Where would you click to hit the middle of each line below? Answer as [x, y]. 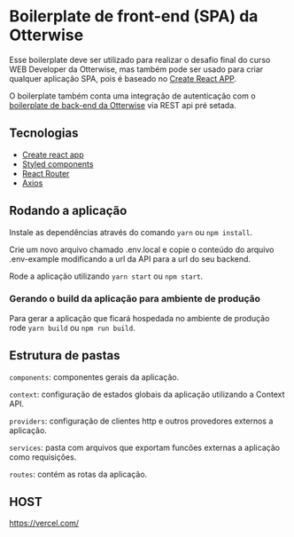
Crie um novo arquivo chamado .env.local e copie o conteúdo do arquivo [142, 249]
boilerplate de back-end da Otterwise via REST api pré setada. [123, 105]
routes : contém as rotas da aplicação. [78, 474]
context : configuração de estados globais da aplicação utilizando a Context [147, 394]
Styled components [58, 164]
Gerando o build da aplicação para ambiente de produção [135, 299]
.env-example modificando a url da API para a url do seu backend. [130, 258]
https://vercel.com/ [44, 523]
